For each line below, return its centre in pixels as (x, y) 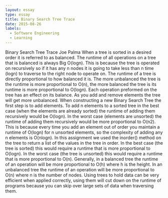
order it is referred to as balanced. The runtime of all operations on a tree (81, 57)
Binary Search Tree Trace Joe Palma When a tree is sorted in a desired (78, 52)
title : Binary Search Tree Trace (40, 19)
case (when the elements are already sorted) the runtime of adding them (80, 111)
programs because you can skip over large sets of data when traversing (79, 185)
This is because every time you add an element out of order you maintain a (82, 127)
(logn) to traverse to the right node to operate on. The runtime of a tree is (81, 73)
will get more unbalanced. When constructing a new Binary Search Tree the (83, 100)
